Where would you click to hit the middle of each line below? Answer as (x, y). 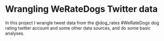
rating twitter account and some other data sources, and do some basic (78, 28)
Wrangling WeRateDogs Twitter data (82, 9)
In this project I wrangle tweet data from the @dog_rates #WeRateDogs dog (82, 23)
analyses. (15, 33)
